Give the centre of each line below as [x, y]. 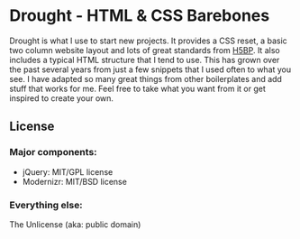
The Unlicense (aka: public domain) [75, 224]
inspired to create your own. [62, 98]
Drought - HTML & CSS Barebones [140, 16]
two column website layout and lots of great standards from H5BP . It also [145, 50]
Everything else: [46, 205]
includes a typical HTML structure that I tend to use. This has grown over [145, 60]
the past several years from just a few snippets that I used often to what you [150, 69]
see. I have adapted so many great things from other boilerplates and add [145, 78]
